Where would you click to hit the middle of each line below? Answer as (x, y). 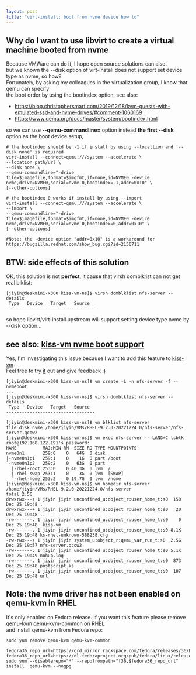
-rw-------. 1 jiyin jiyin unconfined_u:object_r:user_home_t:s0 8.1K (94, 530)
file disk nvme (24, 427)
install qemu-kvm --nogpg (39, 666)
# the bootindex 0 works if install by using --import (74, 198)
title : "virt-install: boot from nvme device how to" (73, 17)
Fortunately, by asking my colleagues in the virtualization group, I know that (97, 83)
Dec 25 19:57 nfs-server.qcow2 (44, 545)
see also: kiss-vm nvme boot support (75, 344)
